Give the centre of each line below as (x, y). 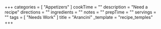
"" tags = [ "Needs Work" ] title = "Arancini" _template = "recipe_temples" (79, 17)
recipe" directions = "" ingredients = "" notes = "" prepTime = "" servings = (80, 12)
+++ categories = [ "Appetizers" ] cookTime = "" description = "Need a (76, 7)
